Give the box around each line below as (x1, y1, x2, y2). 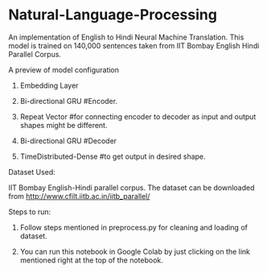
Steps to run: (8, 207, 51, 217)
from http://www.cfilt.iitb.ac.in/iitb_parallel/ (8, 191, 150, 201)
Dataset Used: (8, 167, 56, 176)
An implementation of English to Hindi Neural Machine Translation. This (8, 32, 244, 42)
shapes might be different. (19, 120, 108, 130)
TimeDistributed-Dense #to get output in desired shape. (19, 151, 207, 161)
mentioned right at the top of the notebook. (19, 255, 163, 265)
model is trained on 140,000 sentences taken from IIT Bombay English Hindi (8, 40, 260, 50)
